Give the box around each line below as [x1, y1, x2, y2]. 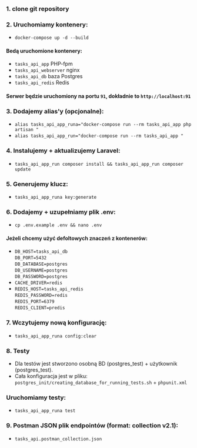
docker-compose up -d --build [14, 35, 89, 41]
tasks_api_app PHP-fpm [14, 61, 73, 68]
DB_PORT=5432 [14, 255, 47, 261]
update [14, 166, 31, 172]
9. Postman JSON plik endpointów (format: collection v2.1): [6, 422, 178, 430]
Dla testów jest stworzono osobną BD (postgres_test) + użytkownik [14, 360, 178, 367]
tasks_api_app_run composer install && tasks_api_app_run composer [14, 161, 183, 167]
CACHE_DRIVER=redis [14, 280, 63, 286]
